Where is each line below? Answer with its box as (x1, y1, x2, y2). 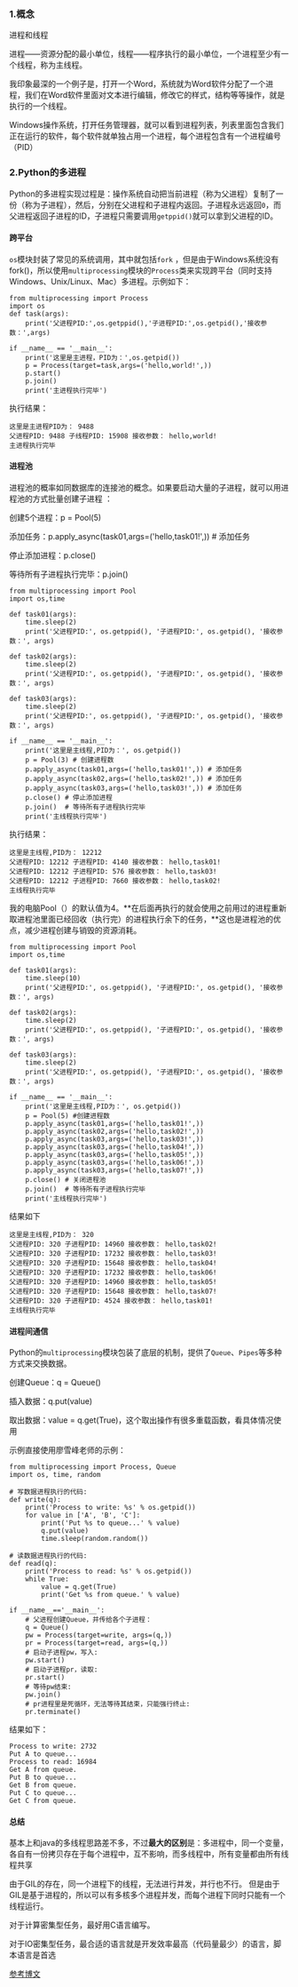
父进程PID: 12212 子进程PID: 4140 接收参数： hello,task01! (9, 858, 222, 866)
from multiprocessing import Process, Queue (9, 1463, 176, 1472)
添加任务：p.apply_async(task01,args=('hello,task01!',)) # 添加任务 (9, 531, 251, 541)
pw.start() (25, 1656, 66, 1665)
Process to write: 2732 (9, 1742, 98, 1752)
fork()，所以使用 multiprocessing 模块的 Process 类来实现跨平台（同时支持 (9, 265, 273, 275)
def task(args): (9, 309, 69, 318)
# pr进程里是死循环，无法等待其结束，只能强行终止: (25, 1700, 191, 1709)
